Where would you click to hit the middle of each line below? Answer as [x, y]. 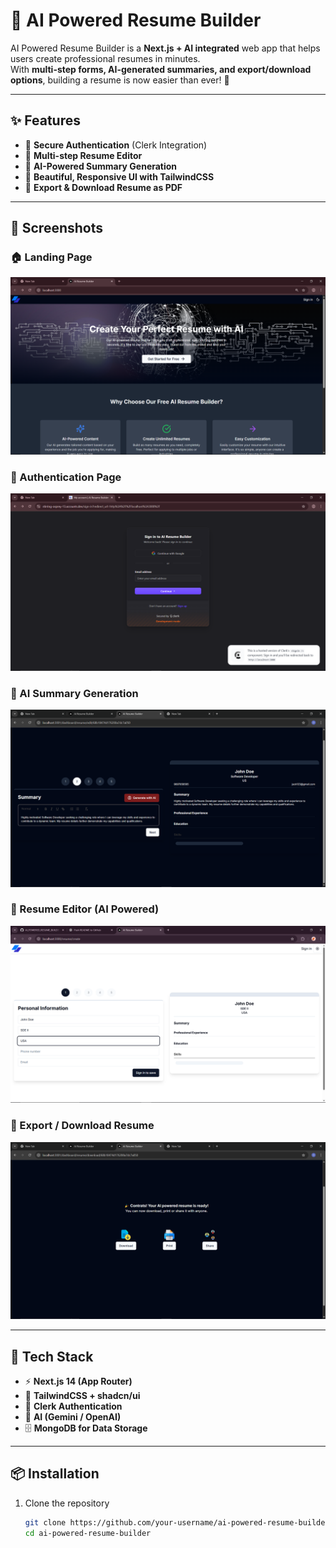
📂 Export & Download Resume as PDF [103, 187]
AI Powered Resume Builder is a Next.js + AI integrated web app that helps [165, 48]
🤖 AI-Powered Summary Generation [101, 166]
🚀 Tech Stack [52, 1356]
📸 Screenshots [57, 228]
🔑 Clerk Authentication [73, 1406]
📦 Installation [55, 1474]
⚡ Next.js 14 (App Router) [78, 1381]
